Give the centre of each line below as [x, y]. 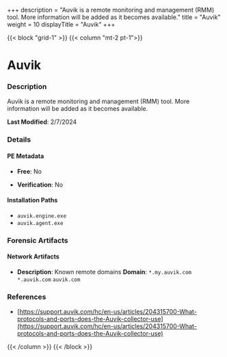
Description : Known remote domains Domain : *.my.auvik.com [104, 272]
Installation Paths [32, 200]
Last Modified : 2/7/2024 [42, 122]
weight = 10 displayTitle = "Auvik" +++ [61, 24]
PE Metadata [26, 156]
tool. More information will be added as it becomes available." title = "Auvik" [114, 17]
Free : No [29, 171]
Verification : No [40, 185]
